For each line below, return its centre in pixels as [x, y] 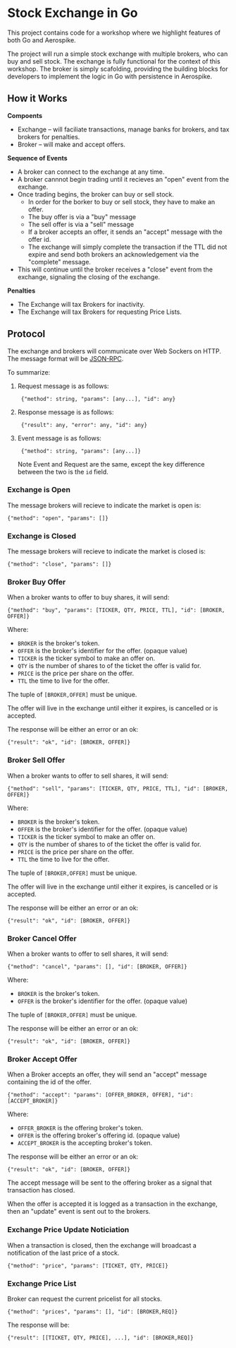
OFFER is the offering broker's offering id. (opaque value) [99, 1135]
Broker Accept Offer [42, 1059]
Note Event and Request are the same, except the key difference [111, 464]
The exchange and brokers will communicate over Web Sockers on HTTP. [114, 351]
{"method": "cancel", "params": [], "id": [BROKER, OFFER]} [98, 967]
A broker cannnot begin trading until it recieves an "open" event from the [123, 179]
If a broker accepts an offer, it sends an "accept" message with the [125, 232]
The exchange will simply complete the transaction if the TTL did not [128, 247]
